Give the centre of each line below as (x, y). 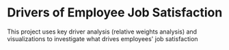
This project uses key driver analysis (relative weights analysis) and (102, 32)
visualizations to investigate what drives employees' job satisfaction (103, 38)
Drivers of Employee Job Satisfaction (115, 13)
